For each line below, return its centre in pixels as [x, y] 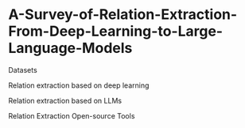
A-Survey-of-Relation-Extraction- [123, 15]
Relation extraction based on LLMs [65, 100]
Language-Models [70, 48]
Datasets [23, 70]
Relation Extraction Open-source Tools [72, 115]
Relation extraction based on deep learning [79, 85]
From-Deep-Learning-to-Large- [116, 31]
